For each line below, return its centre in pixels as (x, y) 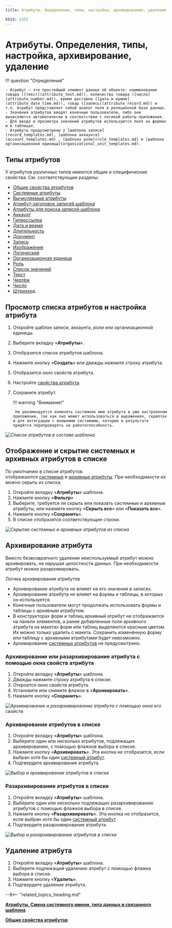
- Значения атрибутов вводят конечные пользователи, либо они (73, 113)
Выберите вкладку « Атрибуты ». (49, 343)
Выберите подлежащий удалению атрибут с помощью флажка (82, 868)
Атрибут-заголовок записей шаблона (54, 204)
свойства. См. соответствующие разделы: (52, 177)
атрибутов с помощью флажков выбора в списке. (68, 808)
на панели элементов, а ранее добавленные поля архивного (79, 621)
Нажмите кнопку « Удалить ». (45, 879)
